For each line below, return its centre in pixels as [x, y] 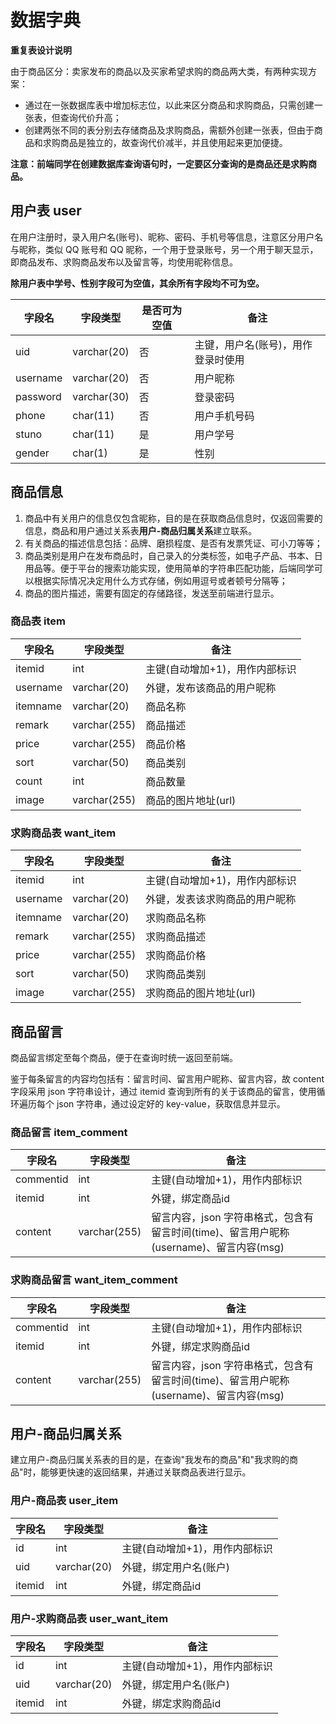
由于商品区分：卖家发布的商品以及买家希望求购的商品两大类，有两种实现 [159, 71]
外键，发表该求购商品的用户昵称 [221, 899]
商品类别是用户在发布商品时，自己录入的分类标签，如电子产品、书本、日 [173, 555]
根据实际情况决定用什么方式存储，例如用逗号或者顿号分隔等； [160, 580]
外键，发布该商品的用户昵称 [211, 688]
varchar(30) [101, 396]
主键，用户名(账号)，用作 [253, 344]
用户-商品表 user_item [64, 1501]
